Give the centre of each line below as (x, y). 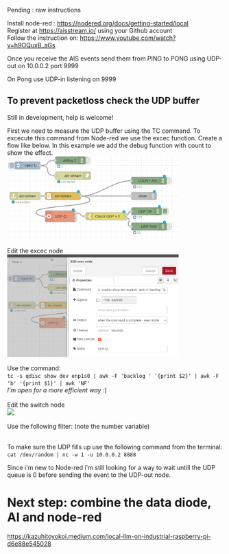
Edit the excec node (35, 251)
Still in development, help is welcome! (60, 117)
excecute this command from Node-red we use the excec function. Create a (115, 138)
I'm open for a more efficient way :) (57, 390)
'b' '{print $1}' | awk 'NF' (49, 384)
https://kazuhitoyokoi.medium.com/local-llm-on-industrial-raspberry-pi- (109, 537)
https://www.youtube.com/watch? (128, 38)
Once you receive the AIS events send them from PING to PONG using (106, 58)
